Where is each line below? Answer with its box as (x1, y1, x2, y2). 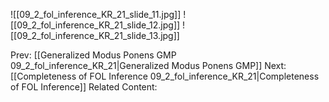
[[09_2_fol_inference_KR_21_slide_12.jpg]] (10, 19, 181, 31)
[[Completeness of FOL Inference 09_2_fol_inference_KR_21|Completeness (10, 70, 320, 82)
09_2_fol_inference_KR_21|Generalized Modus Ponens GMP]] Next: (10, 60, 287, 71)
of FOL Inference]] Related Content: (10, 81, 158, 93)
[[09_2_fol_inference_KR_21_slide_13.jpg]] (10, 30, 180, 41)
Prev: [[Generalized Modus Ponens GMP (10, 49, 177, 61)
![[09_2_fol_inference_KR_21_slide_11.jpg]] (10, 9, 182, 20)
